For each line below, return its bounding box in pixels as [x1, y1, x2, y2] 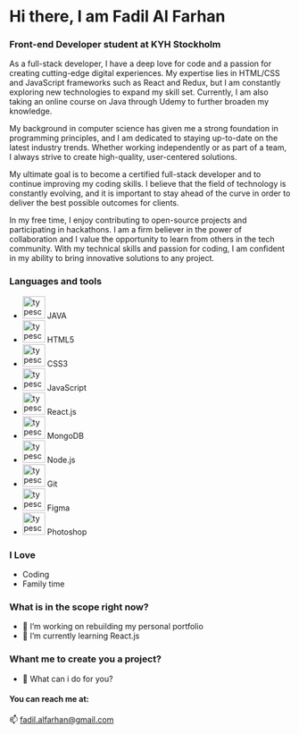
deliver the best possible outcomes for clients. [9, 198, 179, 208]
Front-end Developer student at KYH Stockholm [9, 38, 221, 51]
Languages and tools [9, 275, 103, 288]
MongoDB [46, 430, 85, 441]
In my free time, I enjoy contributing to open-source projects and [9, 215, 247, 225]
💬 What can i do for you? [21, 673, 113, 684]
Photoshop [46, 526, 87, 537]
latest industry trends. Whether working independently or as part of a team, [9, 142, 287, 153]
